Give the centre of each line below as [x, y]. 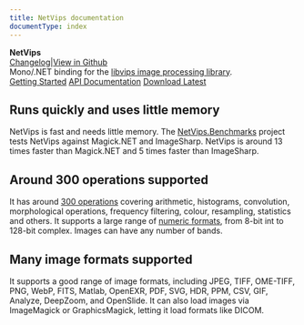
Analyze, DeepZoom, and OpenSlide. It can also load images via [130, 300]
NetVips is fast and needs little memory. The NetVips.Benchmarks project [147, 132]
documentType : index [49, 26]
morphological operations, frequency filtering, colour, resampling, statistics [150, 211]
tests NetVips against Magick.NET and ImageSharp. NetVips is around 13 [146, 141]
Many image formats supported [101, 259]
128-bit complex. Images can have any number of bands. [116, 231]
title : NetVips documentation [67, 18]
